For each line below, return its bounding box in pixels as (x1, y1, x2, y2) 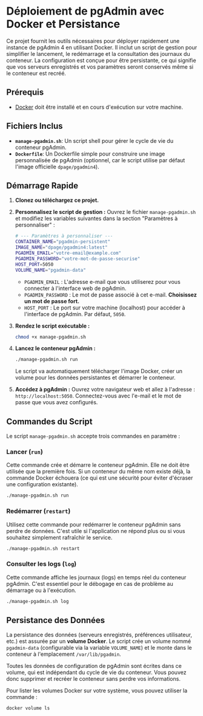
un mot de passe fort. (24, 297, 80, 305)
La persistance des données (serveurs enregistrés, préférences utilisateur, (6, 631, 193, 639)
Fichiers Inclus (6, 121, 63, 131)
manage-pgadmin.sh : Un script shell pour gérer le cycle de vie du (15, 137, 174, 144)
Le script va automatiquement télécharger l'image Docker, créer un (15, 368, 183, 375)
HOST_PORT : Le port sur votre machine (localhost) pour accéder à (24, 304, 185, 311)
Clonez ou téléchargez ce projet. (15, 196, 99, 204)
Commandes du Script (6, 416, 93, 427)
